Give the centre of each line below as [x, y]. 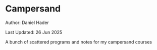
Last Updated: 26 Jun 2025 [34, 32]
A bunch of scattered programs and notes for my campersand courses [79, 42]
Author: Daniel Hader [27, 22]
